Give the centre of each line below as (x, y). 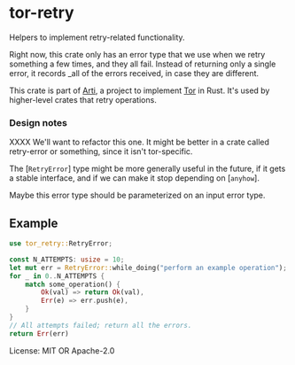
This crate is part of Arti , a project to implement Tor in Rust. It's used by (140, 90)
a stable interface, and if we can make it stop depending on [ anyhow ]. (134, 178)
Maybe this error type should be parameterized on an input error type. (137, 195)
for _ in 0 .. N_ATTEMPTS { (57, 276)
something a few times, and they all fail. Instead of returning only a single (143, 64)
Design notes (39, 122)
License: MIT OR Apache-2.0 (62, 350)
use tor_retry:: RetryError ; (61, 244)
